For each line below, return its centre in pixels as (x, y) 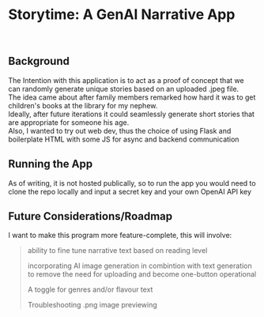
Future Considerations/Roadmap (91, 216)
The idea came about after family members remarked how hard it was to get (132, 97)
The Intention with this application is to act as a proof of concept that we (126, 80)
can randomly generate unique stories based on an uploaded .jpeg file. (124, 89)
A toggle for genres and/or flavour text (90, 289)
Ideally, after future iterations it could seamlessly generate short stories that (132, 114)
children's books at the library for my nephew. (83, 105)
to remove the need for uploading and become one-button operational (142, 274)
